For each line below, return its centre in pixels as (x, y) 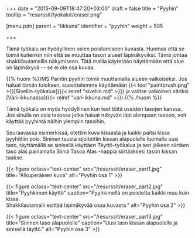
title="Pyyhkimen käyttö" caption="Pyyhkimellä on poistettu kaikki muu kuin (98, 193)
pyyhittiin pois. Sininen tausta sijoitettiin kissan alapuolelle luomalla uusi (92, 139)
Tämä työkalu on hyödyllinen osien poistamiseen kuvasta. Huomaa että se (95, 49)
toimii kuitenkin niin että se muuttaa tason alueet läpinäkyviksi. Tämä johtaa (97, 55)
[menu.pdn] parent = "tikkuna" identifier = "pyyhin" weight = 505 (85, 26)
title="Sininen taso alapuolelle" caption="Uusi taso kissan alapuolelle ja (92, 223)
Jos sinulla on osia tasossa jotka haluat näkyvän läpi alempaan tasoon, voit (96, 115)
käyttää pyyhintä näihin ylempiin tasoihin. (56, 121)
